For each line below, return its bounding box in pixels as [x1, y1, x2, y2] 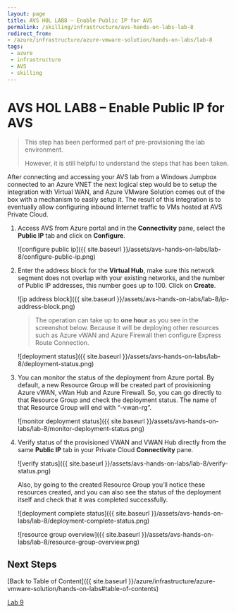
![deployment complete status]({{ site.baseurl [17, 509, 150, 518]
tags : [7, 43, 23, 50]
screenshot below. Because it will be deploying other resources [35, 324, 220, 332]
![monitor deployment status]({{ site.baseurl [17, 417, 146, 425]
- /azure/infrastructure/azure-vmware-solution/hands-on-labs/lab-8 [7, 37, 213, 44]
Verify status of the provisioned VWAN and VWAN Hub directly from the [17, 438, 227, 447]
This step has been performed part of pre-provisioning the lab [24, 138, 206, 147]
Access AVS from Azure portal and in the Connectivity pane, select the [17, 224, 225, 233]
